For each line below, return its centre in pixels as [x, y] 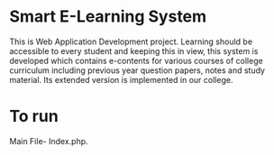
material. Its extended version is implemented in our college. [121, 79]
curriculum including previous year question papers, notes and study [137, 70]
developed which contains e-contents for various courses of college [136, 60]
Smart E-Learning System [108, 17]
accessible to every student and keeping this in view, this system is [134, 50]
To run [34, 117]
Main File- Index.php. [49, 141]
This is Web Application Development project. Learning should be [131, 41]
